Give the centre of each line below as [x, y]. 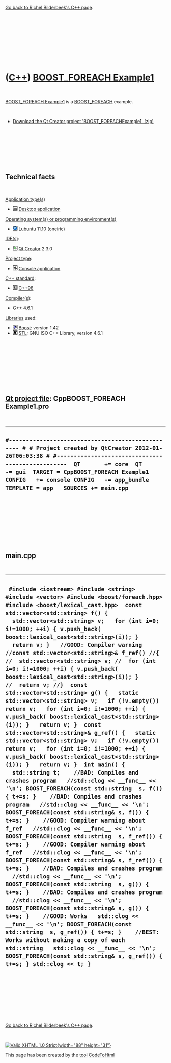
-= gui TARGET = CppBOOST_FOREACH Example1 [77, 472]
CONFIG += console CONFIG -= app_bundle [77, 480]
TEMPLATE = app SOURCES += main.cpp [67, 488]
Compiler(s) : [18, 298]
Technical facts [30, 177]
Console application [39, 268]
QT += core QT [108, 464]
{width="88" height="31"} [84, 1045]
